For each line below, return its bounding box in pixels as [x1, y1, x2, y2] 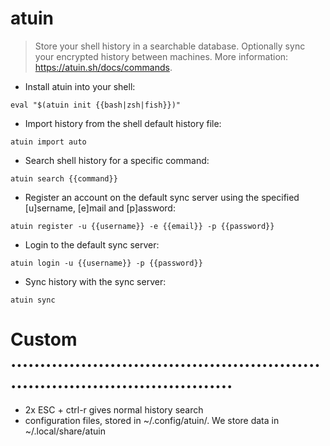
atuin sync [10, 295, 56, 305]
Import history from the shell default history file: [24, 117, 222, 129]
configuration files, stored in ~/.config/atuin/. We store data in [24, 414, 280, 426]
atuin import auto [10, 137, 87, 147]
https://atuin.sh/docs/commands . [34, 61, 173, 73]
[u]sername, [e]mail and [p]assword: [24, 202, 176, 214]
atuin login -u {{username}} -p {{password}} [10, 258, 203, 268]
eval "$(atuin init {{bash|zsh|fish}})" [10, 100, 182, 110]
